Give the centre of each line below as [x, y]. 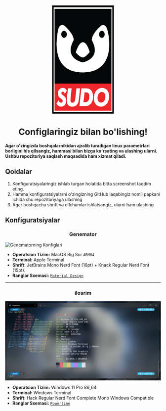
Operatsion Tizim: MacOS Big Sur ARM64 [53, 255]
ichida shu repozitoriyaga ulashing [47, 199]
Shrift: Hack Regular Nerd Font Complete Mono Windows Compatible [83, 398]
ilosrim [83, 293]
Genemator [83, 234]
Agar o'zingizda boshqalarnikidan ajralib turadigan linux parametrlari [77, 145]
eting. [18, 189]
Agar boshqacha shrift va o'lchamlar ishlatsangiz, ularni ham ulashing [83, 205]
